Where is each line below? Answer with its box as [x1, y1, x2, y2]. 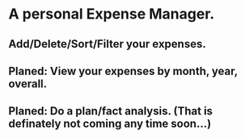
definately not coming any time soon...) [8, 117, 212, 131]
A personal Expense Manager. [8, 5, 215, 23]
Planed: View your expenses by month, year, [8, 64, 239, 77]
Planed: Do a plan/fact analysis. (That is [8, 104, 213, 118]
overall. [8, 77, 48, 90]
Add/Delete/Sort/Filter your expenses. [8, 37, 206, 51]
